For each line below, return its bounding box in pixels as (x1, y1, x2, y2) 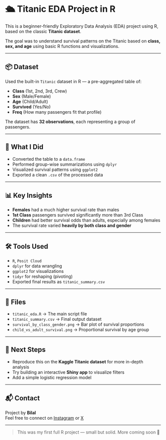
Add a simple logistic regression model (12, 374, 92, 380)
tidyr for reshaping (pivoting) (12, 273, 73, 279)
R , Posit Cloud (12, 258, 42, 264)
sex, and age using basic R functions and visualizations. (5, 43, 120, 49)
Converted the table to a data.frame (12, 156, 85, 162)
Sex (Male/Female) (12, 93, 51, 99)
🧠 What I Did (5, 143, 43, 151)
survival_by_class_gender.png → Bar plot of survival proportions (12, 321, 144, 327)
